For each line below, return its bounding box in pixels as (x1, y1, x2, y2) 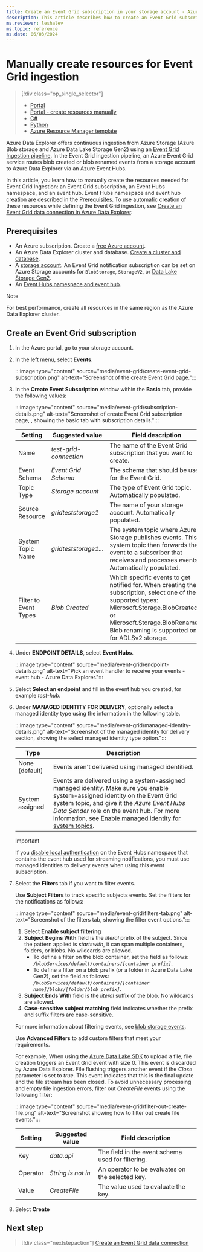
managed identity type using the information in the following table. (14, 710, 181, 717)
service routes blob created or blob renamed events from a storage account (6, 158, 195, 166)
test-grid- (51, 445, 82, 453)
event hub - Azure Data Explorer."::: (14, 673, 104, 681)
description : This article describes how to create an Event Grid (6, 14, 177, 21)
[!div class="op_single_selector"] (21, 90, 104, 97)
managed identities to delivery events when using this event (14, 861, 165, 868)
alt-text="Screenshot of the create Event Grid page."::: (61, 374, 197, 381)
